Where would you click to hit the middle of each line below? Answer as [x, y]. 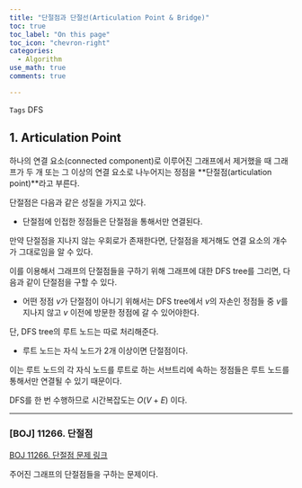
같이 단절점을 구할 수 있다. [71, 282]
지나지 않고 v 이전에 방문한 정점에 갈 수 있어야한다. [111, 312]
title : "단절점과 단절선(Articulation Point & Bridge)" [109, 18]
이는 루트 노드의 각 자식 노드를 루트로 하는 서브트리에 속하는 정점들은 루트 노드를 [150, 369]
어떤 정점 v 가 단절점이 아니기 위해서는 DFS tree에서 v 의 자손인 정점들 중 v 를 [155, 301]
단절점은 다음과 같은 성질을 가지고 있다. [78, 202]
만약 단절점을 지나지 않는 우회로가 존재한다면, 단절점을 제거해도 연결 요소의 [140, 240]
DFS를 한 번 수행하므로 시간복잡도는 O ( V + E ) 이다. [98, 400]
